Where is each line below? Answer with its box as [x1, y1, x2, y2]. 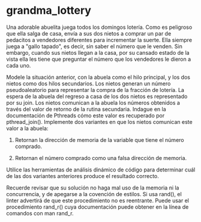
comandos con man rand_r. [6, 209, 74, 217]
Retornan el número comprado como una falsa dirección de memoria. [14, 154, 187, 161]
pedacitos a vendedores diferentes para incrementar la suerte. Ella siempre [6, 36, 193, 43]
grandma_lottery [6, 4, 92, 17]
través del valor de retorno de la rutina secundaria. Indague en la [6, 105, 166, 113]
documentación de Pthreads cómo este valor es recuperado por [6, 112, 165, 119]
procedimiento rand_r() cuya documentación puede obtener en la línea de [6, 203, 189, 211]
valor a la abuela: [6, 125, 49, 132]
